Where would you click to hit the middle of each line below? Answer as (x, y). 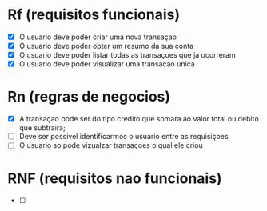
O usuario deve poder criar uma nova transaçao (98, 37)
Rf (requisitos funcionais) (94, 15)
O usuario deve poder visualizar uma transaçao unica (107, 64)
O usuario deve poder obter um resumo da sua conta (106, 46)
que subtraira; (42, 128)
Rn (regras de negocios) (89, 97)
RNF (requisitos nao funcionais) (115, 178)
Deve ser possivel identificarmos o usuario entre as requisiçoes (124, 137)
